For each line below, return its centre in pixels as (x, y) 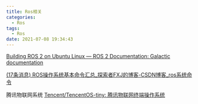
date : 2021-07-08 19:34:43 (40, 39)
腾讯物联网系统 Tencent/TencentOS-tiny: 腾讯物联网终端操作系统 (86, 95)
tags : (13, 28)
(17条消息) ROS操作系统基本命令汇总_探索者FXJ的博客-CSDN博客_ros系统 (97, 75)
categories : (21, 17)
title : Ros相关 (24, 12)
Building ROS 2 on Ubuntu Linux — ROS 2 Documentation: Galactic (88, 56)
